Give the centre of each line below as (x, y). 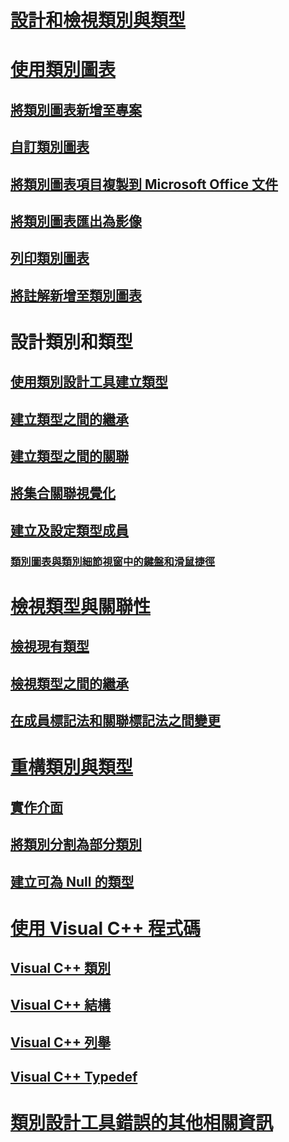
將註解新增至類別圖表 (76, 295)
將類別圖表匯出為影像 (76, 221)
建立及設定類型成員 (69, 530)
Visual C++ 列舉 (61, 1042)
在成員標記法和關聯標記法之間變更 (115, 721)
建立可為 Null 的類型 (72, 881)
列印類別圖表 (50, 258)
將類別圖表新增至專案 (76, 109)
